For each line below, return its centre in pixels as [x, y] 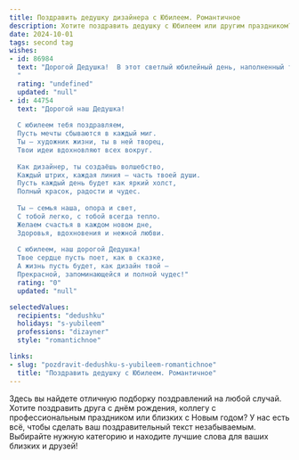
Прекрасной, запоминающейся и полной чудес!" [103, 275]
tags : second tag [41, 42]
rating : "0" [40, 283]
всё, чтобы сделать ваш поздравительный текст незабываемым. [133, 427]
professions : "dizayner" [63, 332]
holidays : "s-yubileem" [61, 324]
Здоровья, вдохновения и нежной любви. [91, 233]
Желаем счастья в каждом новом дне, [85, 225]
